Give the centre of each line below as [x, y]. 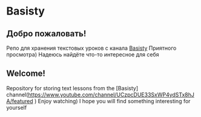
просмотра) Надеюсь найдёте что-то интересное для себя [83, 55]
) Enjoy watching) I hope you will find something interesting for [112, 101]
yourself [17, 107]
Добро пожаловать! [46, 34]
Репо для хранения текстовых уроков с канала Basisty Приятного [91, 48]
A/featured [20, 101]
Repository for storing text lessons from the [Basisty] [72, 88]
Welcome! [26, 74]
